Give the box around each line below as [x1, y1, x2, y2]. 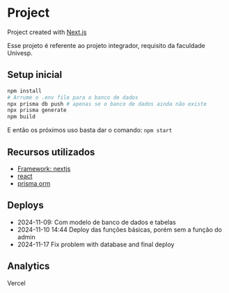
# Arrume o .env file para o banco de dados [7, 94, 139, 101]
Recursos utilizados [7, 146, 95, 158]
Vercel [7, 278, 26, 287]
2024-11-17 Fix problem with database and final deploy [17, 240, 175, 248]
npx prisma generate [7, 106, 68, 114]
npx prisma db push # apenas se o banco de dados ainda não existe [7, 100, 207, 107]
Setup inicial [7, 69, 63, 81]
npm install [7, 87, 42, 95]
